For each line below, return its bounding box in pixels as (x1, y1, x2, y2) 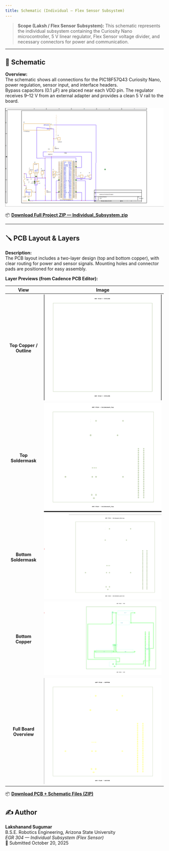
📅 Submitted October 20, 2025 (5, 839, 69, 846)
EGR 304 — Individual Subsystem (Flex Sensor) (5, 834, 104, 840)
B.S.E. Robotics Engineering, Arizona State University (5, 829, 116, 835)
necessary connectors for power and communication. (17, 38, 129, 45)
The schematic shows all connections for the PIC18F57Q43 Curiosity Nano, (5, 77, 161, 83)
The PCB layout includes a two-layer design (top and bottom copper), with (5, 255, 159, 261)
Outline (16, 348, 32, 354)
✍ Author (5, 808, 38, 816)
